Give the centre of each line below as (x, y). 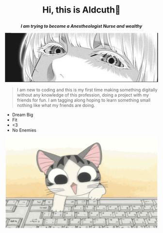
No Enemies (24, 130)
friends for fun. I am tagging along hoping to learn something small (84, 100)
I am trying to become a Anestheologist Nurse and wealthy (81, 26)
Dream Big (23, 115)
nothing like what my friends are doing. (56, 105)
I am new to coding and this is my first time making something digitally (87, 90)
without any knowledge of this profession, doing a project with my (83, 95)
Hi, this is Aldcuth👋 (81, 10)
